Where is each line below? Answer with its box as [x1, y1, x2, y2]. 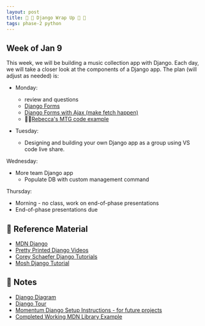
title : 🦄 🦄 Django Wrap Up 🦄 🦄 [6, 15, 86, 21]
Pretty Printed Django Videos [15, 246, 89, 254]
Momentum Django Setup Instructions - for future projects [15, 306, 162, 314]
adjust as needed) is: [6, 72, 59, 80]
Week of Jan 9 [6, 43, 62, 53]
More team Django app [15, 169, 73, 177]
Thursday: [6, 188, 32, 195]
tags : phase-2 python [6, 20, 62, 26]
